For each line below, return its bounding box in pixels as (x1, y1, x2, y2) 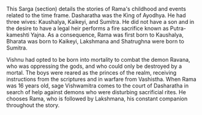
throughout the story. (6, 102, 60, 109)
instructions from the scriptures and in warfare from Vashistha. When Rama (6, 76, 197, 83)
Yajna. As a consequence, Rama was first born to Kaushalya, (30, 31, 184, 39)
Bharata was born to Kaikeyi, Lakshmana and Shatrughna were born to (6, 38, 185, 45)
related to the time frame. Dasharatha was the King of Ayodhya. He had (6, 12, 186, 19)
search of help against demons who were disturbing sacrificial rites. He (6, 89, 187, 95)
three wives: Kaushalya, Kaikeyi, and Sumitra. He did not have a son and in (6, 18, 195, 25)
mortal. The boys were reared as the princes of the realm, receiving (6, 69, 177, 76)
